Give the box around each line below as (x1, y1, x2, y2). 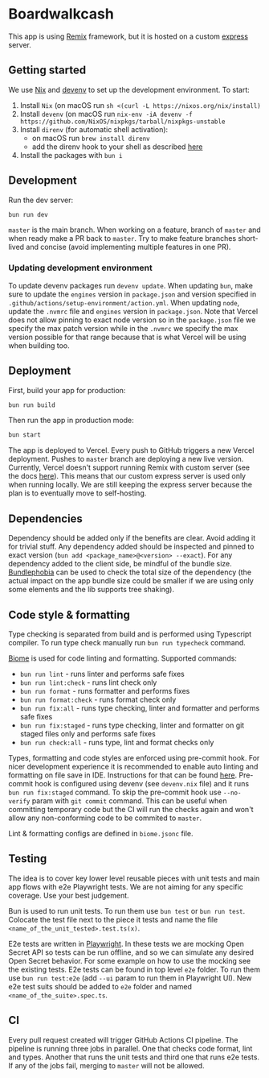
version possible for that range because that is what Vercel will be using (8, 332, 247, 342)
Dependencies (8, 512, 83, 525)
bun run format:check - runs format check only (19, 694, 177, 704)
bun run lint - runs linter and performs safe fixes (19, 669, 185, 678)
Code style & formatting (8, 607, 131, 621)
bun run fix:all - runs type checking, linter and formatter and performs (19, 703, 260, 713)
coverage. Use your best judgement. (8, 890, 130, 900)
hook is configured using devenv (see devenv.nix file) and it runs (35, 778, 250, 788)
